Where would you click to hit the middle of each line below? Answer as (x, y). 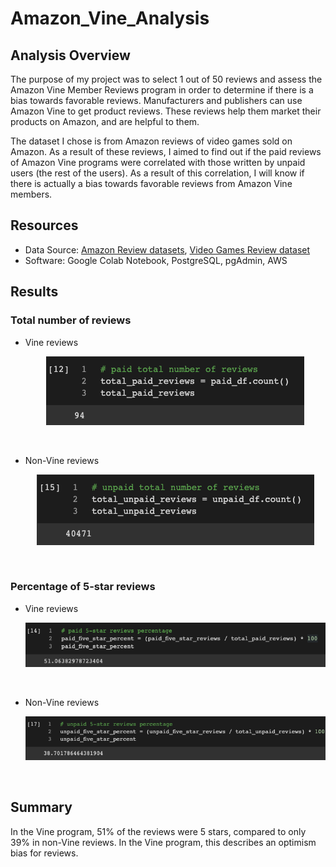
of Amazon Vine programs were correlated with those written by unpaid (158, 162)
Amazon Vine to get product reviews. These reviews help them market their (166, 111)
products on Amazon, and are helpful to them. (105, 121)
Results (34, 292)
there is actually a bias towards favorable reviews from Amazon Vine (151, 183)
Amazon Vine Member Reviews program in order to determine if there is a (162, 90)
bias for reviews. (44, 853)
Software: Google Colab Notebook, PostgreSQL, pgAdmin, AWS (156, 260)
